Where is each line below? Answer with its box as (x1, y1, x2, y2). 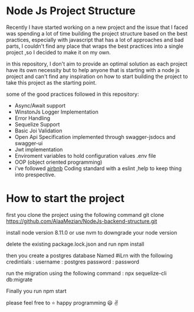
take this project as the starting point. (6, 79, 97, 86)
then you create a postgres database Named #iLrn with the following (6, 252, 173, 259)
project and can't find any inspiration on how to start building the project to (6, 73, 188, 80)
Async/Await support (14, 102, 66, 109)
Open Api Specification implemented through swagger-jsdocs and (14, 133, 176, 140)
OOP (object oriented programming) (14, 158, 103, 165)
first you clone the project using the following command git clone (6, 211, 164, 218)
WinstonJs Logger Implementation (14, 108, 98, 115)
